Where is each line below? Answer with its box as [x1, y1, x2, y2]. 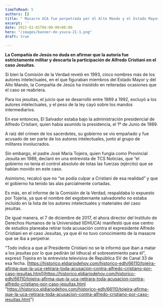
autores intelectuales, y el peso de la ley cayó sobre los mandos [5, 102, 133, 107]
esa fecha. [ [5, 260, 29, 266]
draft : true [5, 34, 29, 39]
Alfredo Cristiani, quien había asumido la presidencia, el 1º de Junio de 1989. [5, 121, 158, 127]
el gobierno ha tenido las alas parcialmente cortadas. [5, 180, 111, 186]
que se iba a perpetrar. [5, 235, 51, 241]
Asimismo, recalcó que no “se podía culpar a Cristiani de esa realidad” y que [5, 175, 158, 181]
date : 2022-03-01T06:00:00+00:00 [5, 25, 73, 30]
